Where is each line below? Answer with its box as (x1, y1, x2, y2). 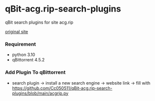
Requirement (5, 41, 36, 47)
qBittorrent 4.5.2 (12, 57, 45, 63)
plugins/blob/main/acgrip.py (12, 90, 69, 96)
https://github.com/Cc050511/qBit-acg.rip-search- (12, 85, 113, 91)
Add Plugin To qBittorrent (5, 69, 66, 76)
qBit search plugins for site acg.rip (5, 19, 73, 25)
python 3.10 (12, 52, 35, 58)
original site (5, 29, 28, 34)
